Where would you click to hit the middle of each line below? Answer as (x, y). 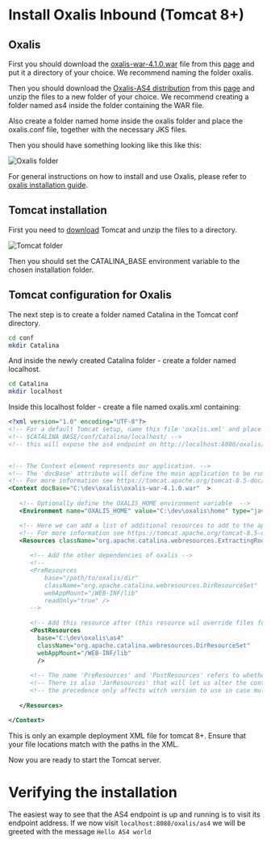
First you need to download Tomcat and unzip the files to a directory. (123, 230)
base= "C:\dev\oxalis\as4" (81, 638)
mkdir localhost (35, 392)
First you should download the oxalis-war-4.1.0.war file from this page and (131, 64)
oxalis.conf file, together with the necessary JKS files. (98, 130)
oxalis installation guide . (48, 185)
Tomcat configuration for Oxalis (90, 295)
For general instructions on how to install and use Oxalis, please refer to (128, 176)
